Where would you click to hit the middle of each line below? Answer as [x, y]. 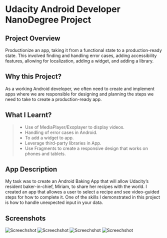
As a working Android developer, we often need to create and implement [80, 88]
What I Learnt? [28, 115]
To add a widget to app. [49, 137]
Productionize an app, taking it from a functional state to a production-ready [84, 50]
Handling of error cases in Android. [61, 132]
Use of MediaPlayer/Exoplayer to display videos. [75, 127]
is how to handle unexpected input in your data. [54, 202]
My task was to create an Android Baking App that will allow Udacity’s [77, 181]
